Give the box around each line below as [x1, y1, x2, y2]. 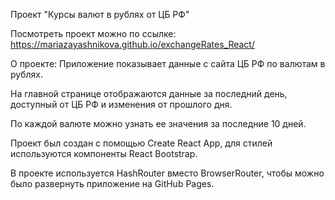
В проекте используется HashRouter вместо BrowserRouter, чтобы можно [10, 167, 325, 179]
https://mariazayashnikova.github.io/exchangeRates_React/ [10, 39, 255, 50]
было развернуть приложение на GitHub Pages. [10, 178, 215, 189]
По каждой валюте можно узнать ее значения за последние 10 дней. [10, 118, 307, 129]
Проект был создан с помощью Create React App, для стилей [10, 137, 273, 149]
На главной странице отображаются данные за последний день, [10, 88, 288, 99]
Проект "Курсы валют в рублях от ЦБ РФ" [10, 9, 190, 20]
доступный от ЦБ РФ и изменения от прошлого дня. [10, 99, 233, 110]
